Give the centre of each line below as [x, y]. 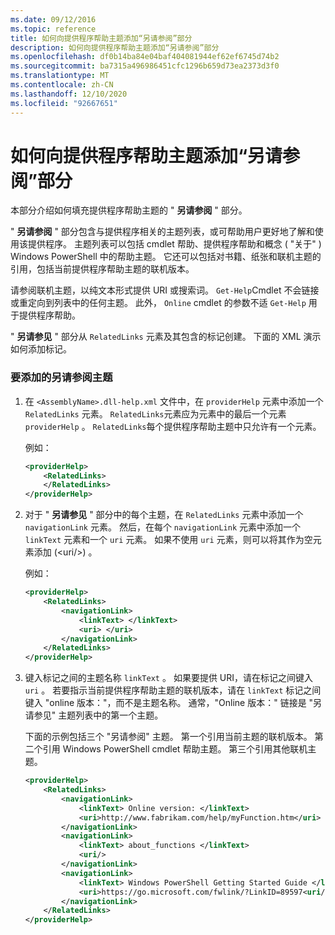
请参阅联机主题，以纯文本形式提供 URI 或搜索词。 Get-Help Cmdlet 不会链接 [165, 290]
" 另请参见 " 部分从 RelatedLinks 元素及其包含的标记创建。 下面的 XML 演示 [166, 337]
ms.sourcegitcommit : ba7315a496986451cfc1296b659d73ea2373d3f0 [145, 66]
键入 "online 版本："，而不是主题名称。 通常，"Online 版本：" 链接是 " [169, 703]
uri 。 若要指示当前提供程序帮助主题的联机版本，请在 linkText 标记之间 [173, 690]
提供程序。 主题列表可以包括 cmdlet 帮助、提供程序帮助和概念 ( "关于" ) [174, 244]
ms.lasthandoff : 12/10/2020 [69, 94]
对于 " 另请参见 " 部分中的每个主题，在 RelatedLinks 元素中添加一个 [164, 515]
